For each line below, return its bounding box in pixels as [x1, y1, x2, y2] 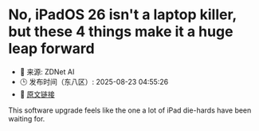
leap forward [8, 40, 95, 58]
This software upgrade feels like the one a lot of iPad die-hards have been [8, 105, 252, 115]
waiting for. [8, 113, 45, 123]
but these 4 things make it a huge [8, 22, 233, 41]
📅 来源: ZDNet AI [19, 66, 75, 77]
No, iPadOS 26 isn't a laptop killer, [8, 6, 237, 24]
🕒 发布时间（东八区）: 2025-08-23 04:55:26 [19, 77, 169, 86]
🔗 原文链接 [19, 89, 55, 99]
